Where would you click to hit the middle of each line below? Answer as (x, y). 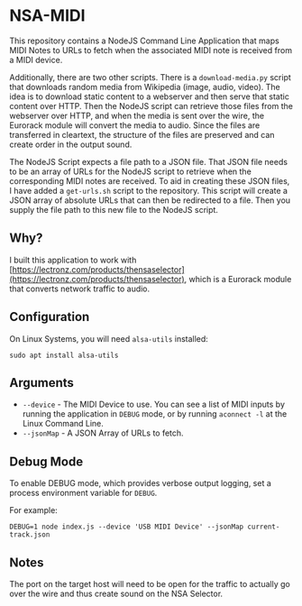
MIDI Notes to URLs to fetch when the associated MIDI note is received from (151, 50)
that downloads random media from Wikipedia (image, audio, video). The (145, 87)
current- (264, 527)
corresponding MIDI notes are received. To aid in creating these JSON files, (150, 180)
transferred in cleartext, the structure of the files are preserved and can (142, 134)
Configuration (50, 317)
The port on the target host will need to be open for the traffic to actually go (150, 584)
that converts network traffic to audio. (80, 289)
